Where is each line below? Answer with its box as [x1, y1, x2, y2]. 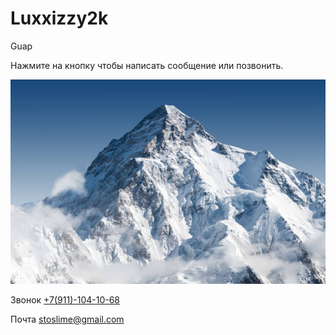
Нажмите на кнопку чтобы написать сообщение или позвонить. [10, 59, 284, 71]
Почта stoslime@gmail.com [10, 313, 125, 325]
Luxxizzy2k [10, 7, 109, 30]
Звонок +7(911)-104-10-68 [10, 293, 121, 306]
